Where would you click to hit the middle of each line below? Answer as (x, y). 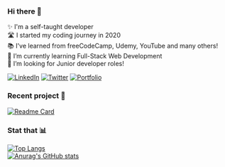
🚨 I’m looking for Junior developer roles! (66, 64)
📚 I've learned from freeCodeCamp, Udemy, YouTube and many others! (113, 46)
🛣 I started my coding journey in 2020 (64, 36)
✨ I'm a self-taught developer (50, 27)
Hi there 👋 (25, 11)
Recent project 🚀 (37, 96)
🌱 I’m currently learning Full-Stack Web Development (85, 56)
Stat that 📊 (27, 130)
